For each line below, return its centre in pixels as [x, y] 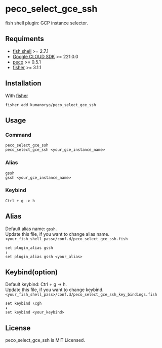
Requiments [25, 39]
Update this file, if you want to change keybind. [54, 290]
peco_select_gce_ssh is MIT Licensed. [45, 340]
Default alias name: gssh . [31, 229]
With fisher [17, 96]
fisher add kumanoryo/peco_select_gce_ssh [51, 105]
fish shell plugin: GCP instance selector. [47, 23]
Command [18, 135]
